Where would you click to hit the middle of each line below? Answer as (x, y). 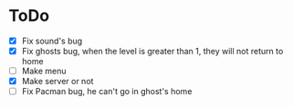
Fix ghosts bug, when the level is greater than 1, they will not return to (152, 51)
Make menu (44, 71)
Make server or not (58, 82)
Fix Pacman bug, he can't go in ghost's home (107, 92)
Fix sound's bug (52, 41)
